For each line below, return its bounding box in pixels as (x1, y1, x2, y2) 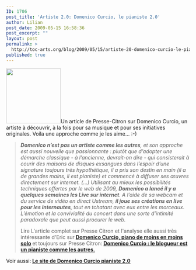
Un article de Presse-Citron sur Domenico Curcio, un (61, 117, 188, 124)
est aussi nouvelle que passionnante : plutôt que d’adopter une (20, 147, 173, 155)
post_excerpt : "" (6, 30, 48, 36)
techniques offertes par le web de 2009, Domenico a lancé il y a (20, 185, 176, 192)
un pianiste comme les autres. (20, 246, 95, 253)
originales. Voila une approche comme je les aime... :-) (6, 130, 137, 137)
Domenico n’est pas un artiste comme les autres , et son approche (20, 141, 183, 148)
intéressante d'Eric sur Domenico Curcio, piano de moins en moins (20, 233, 183, 240)
